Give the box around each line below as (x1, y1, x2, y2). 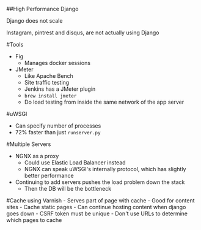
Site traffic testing (24, 79, 70, 86)
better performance (24, 172, 75, 179)
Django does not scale (6, 17, 63, 24)
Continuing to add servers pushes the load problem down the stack (15, 178, 185, 186)
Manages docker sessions (24, 59, 90, 66)
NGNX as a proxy (15, 153, 59, 159)
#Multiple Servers (6, 140, 51, 148)
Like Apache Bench (24, 72, 73, 79)
